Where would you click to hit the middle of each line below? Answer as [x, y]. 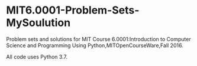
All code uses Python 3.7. [37, 57]
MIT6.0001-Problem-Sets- [73, 10]
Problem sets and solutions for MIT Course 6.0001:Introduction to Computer [98, 39]
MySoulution [38, 23]
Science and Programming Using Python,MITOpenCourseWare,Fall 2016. [95, 45]
